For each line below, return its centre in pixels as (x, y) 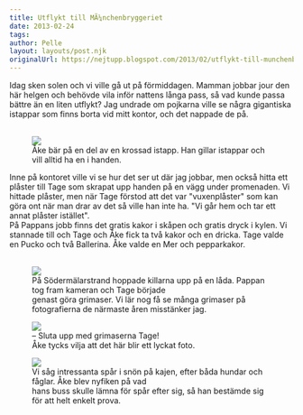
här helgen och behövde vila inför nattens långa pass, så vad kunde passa (147, 95)
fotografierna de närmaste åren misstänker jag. (119, 309)
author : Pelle (36, 43)
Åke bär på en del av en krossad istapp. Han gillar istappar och (148, 150)
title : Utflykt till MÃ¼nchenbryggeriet (87, 18)
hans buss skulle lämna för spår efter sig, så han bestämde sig (148, 391)
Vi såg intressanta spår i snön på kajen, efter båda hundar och (147, 372)
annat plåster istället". (50, 216)
